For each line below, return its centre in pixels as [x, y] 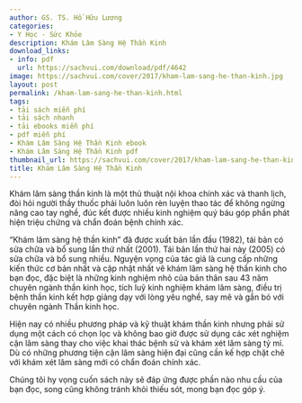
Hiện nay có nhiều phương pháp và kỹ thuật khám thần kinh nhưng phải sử [147, 324]
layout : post [34, 85]
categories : [31, 26]
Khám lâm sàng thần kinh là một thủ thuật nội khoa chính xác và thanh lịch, [148, 193]
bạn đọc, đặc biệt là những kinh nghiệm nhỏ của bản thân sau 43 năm [139, 278]
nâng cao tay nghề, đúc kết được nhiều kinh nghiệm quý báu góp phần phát [150, 213]
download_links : [40, 51]
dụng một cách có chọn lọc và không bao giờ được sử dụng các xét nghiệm [149, 334]
